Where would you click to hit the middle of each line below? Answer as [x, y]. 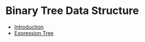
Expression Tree [34, 33]
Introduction [29, 27]
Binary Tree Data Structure [72, 11]
